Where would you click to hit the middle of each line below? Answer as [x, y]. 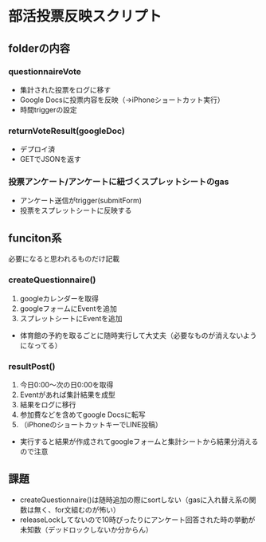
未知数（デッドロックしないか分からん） [86, 529]
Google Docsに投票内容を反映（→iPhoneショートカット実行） [122, 100]
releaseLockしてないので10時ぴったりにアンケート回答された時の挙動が [137, 520]
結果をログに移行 [48, 404]
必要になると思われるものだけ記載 [64, 259]
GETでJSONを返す [50, 159]
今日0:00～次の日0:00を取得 [66, 384]
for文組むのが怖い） [88, 509]
